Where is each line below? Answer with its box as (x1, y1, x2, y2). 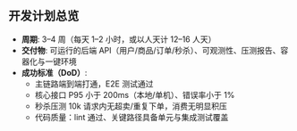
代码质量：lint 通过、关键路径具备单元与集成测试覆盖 (34, 111, 229, 122)
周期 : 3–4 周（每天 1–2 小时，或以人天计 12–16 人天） (21, 34, 216, 45)
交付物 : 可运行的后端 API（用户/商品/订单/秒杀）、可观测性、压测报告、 (21, 45, 281, 55)
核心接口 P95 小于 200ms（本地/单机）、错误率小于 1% (34, 89, 235, 100)
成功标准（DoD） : (21, 67, 88, 78)
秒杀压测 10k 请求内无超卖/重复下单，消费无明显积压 (34, 101, 227, 111)
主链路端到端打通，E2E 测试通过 (34, 78, 154, 89)
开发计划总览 (8, 8, 80, 24)
